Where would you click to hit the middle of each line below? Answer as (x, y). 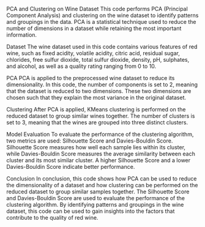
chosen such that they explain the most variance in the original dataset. (96, 98)
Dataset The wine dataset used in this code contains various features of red (102, 47)
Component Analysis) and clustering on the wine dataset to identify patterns (102, 15)
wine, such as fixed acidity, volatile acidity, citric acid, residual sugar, (93, 53)
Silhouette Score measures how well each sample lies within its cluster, (96, 147)
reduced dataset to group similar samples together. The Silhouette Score (98, 192)
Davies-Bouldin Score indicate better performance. (71, 167)
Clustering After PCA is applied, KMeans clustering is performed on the (96, 109)
